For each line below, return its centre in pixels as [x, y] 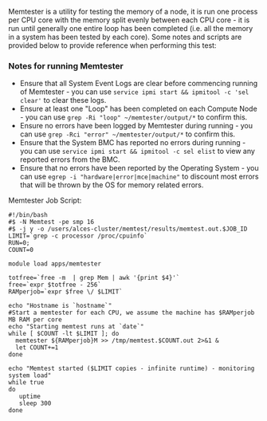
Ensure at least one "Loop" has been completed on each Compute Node [138, 109]
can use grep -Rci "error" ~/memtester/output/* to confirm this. [128, 134]
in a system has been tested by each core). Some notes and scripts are [125, 37]
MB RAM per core [35, 320]
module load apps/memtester [55, 264]
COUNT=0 [21, 250]
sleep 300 [35, 403]
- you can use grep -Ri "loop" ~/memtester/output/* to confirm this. [133, 117]
